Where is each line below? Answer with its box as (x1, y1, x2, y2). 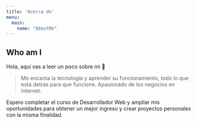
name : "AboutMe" (17, 25, 58, 31)
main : (11, 20, 26, 26)
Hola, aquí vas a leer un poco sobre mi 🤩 (6, 63, 105, 70)
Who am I (6, 47, 42, 57)
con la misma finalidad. (6, 111, 63, 119)
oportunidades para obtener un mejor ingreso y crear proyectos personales (6, 105, 192, 112)
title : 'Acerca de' (6, 8, 55, 15)
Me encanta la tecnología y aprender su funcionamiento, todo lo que (20, 75, 189, 82)
